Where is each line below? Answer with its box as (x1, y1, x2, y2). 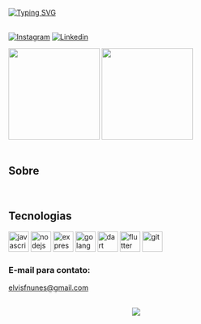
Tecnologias (8, 210, 72, 223)
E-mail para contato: (8, 264, 91, 275)
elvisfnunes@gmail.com (8, 283, 89, 292)
